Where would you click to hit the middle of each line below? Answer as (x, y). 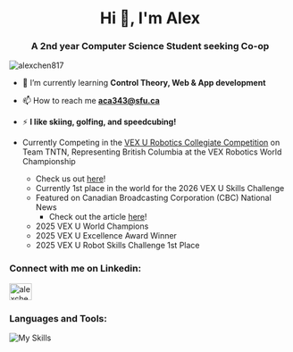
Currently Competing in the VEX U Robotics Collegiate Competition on (151, 143)
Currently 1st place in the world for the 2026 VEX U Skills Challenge (160, 189)
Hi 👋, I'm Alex (150, 18)
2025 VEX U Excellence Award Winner (106, 236)
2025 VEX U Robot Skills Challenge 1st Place (117, 246)
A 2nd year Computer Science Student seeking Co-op (150, 46)
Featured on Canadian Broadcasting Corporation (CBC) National (154, 198)
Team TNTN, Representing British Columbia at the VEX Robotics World (152, 152)
